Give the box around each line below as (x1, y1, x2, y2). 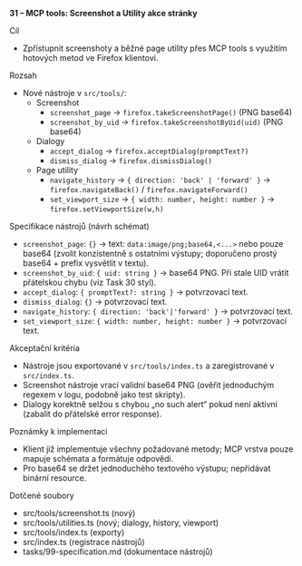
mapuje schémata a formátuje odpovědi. (22, 454, 174, 464)
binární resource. (22, 473, 87, 483)
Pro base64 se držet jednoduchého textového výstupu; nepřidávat (22, 463, 271, 473)
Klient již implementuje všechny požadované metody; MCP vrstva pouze (22, 444, 294, 454)
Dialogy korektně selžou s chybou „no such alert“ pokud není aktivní (22, 399, 278, 409)
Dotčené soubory (9, 490, 74, 501)
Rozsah (9, 70, 38, 81)
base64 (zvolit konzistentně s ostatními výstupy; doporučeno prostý (22, 249, 278, 259)
